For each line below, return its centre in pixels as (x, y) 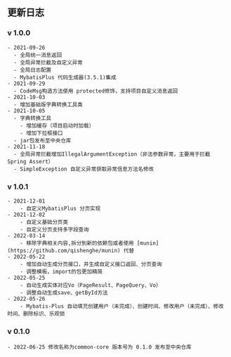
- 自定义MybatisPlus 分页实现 (60, 208)
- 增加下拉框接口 (41, 133)
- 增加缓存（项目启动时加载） (57, 126)
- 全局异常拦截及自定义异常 (48, 62)
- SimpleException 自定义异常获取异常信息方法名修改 (84, 169)
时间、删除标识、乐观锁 (36, 314)
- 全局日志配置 (32, 70)
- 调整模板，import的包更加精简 (61, 271)
